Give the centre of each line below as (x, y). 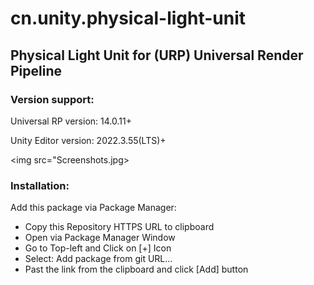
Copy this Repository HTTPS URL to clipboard (119, 227)
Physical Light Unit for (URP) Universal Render (157, 55)
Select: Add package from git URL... (98, 259)
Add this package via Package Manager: (93, 208)
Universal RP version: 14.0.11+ (71, 121)
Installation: (40, 185)
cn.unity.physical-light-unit (128, 18)
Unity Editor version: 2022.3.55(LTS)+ (88, 140)
